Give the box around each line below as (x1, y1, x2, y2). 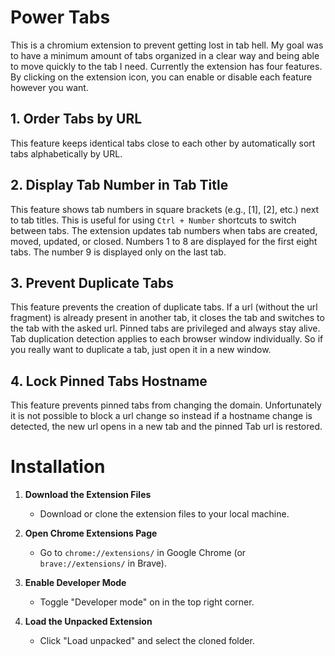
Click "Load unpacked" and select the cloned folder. (39, 635, 255, 647)
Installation (10, 456, 106, 478)
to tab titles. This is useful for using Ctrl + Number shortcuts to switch (10, 214, 297, 226)
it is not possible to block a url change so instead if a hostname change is (10, 410, 313, 422)
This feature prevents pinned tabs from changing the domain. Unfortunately (10, 399, 322, 411)
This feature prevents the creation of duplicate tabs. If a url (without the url (10, 301, 318, 313)
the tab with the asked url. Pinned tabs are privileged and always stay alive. (10, 322, 321, 335)
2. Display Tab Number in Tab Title (10, 177, 229, 194)
